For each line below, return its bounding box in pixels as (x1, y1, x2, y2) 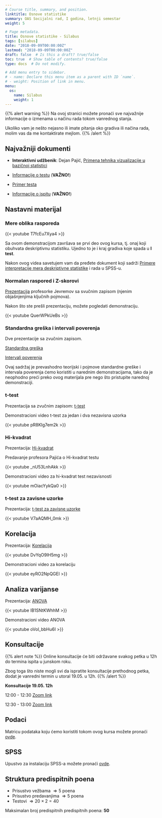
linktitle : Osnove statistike (5, 12, 67, 17)
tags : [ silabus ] (5, 39, 38, 44)
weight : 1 (14, 97, 34, 102)
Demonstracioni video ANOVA (5, 617, 65, 623)
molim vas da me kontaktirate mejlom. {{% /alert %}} (5, 130, 111, 136)
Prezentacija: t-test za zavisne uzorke (5, 506, 81, 512)
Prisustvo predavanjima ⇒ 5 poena (12, 793, 84, 799)
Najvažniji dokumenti (5, 144, 71, 153)
